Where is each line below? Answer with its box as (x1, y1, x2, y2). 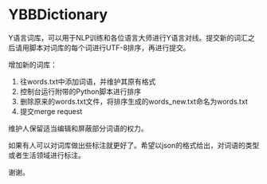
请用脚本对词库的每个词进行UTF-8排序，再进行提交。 (14, 42, 190, 53)
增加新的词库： (8, 60, 57, 69)
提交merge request (19, 106, 83, 116)
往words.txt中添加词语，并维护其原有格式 (19, 76, 156, 86)
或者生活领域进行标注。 (8, 150, 85, 160)
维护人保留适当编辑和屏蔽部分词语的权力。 (8, 123, 148, 133)
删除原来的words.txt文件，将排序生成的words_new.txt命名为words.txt (19, 96, 249, 106)
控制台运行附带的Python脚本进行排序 (19, 86, 142, 96)
